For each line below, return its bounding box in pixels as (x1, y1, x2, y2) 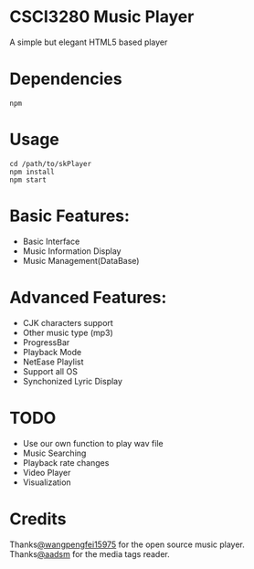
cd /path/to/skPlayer (9, 159, 92, 168)
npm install (9, 167, 55, 176)
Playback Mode (22, 346, 82, 357)
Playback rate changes (22, 457, 110, 468)
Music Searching (22, 448, 87, 458)
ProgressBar (22, 336, 70, 348)
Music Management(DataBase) (22, 255, 140, 266)
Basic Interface (22, 236, 80, 247)
